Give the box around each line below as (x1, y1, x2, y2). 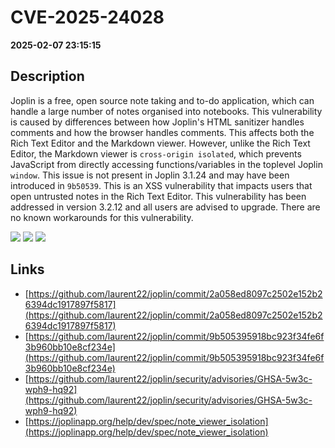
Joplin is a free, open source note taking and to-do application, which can (10, 94, 315, 106)
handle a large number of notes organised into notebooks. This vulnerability (10, 105, 323, 117)
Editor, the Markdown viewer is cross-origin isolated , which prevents (10, 147, 302, 160)
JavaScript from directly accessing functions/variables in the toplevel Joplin (10, 158, 323, 170)
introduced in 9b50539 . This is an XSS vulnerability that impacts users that (10, 179, 313, 191)
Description (10, 68, 85, 85)
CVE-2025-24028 (10, 6, 165, 29)
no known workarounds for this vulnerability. (10, 211, 194, 223)
